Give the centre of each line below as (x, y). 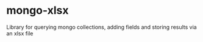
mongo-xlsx (37, 10)
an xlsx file (20, 33)
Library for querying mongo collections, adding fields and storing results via (101, 27)
